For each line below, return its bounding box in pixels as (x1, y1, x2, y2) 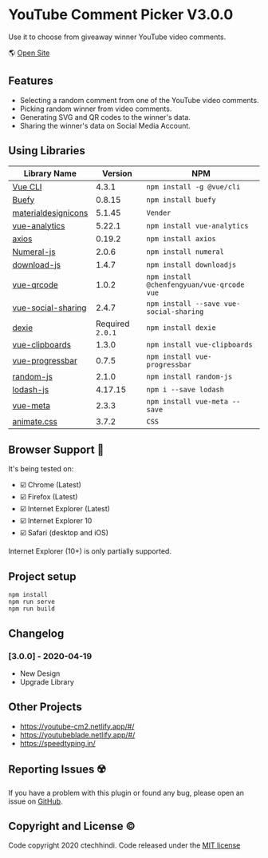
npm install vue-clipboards (146, 340, 253, 349)
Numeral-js (12, 246, 56, 257)
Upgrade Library (19, 677, 74, 686)
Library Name (23, 168, 77, 179)
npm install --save (146, 299, 221, 308)
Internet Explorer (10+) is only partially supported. (8, 546, 171, 556)
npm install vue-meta (146, 397, 229, 406)
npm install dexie (146, 323, 217, 332)
